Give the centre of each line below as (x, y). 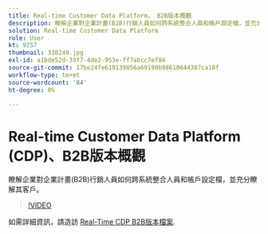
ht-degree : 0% (32, 90)
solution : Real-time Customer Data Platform (83, 30)
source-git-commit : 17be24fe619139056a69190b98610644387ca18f (114, 68)
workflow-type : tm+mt (44, 75)
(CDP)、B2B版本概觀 (77, 156)
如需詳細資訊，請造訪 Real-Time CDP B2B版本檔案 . (92, 222)
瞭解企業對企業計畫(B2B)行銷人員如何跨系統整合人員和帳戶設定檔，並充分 (130, 180)
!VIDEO (39, 205)
